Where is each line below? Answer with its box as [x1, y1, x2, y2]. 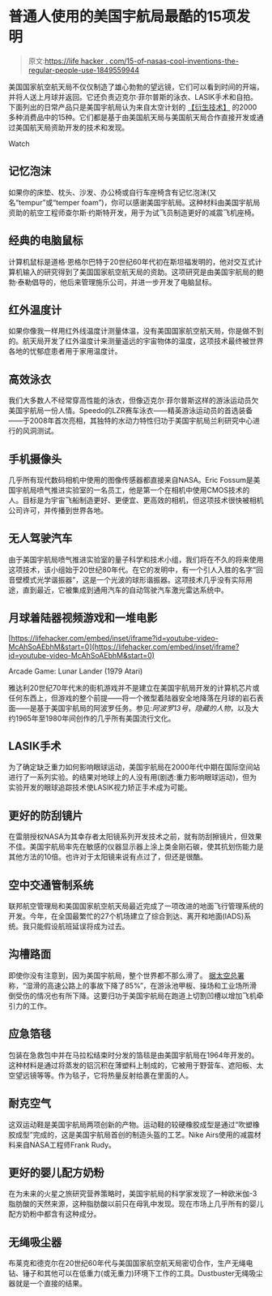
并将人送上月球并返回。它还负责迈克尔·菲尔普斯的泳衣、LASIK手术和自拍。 [8, 92, 257, 101]
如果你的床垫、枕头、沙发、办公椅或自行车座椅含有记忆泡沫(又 [8, 187, 217, 197]
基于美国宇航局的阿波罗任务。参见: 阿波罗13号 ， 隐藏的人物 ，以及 [36, 703, 253, 713]
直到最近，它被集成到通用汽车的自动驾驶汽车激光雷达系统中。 [22, 585, 228, 595]
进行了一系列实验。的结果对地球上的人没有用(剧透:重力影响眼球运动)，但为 [8, 773, 257, 782]
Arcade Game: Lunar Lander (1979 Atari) [8, 666, 143, 676]
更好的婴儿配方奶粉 [8, 1165, 104, 1179]
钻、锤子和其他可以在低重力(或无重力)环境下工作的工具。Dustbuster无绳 [8, 1268, 249, 1278]
